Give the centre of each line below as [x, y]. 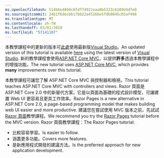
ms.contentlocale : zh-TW [30, 23]
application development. [38, 150]
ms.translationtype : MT [29, 19]
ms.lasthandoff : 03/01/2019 [34, 28]
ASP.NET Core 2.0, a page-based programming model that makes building [80, 104]
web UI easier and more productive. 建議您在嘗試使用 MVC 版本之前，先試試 [82, 110]
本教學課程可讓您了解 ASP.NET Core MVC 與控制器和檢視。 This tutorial [77, 80]
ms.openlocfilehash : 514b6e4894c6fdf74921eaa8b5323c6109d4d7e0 [71, 10]
